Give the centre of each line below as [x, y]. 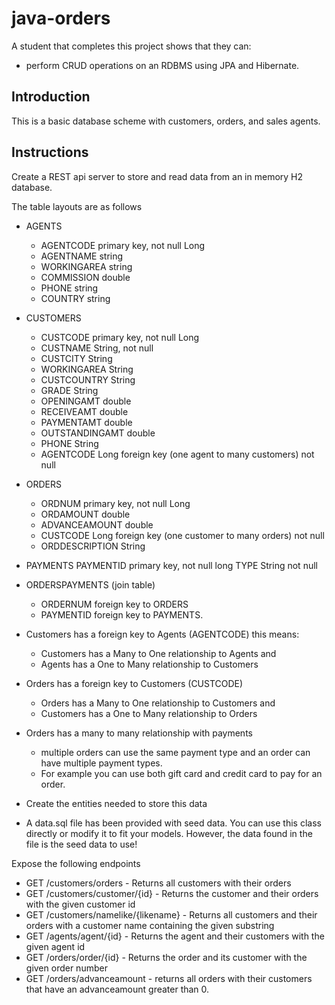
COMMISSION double [85, 277]
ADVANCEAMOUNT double [97, 524]
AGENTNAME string [82, 256]
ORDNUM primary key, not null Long [115, 503]
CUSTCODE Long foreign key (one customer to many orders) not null [182, 535]
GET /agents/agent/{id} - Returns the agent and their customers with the [175, 936]
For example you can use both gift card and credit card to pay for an [181, 773]
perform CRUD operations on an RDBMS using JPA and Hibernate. [162, 65]
